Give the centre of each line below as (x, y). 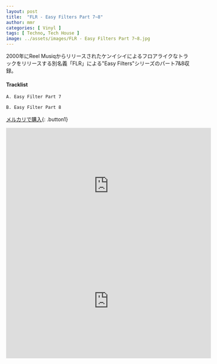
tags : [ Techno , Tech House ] (43, 33)
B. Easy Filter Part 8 (34, 108)
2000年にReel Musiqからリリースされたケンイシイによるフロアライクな (92, 56)
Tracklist (17, 84)
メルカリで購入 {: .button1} (37, 119)
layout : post (22, 11)
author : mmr (20, 22)
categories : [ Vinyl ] (34, 28)
